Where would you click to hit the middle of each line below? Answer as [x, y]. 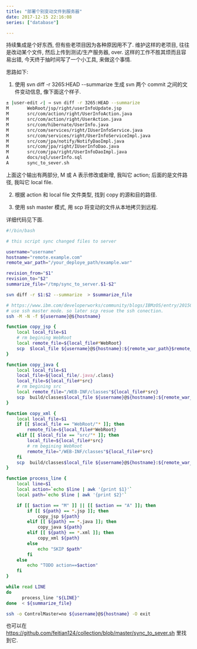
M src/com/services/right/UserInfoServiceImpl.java [78, 135]
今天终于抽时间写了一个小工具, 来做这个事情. [78, 60]
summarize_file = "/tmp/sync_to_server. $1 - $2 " [61, 284]
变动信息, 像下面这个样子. [50, 92]
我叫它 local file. [33, 182]
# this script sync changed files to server [61, 241]
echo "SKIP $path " [60, 549]
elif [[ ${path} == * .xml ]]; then [71, 533]
